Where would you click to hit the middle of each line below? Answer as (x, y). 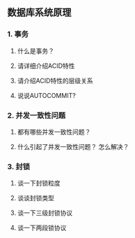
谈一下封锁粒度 (39, 183)
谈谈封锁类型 (35, 198)
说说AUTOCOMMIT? (47, 95)
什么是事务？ (35, 50)
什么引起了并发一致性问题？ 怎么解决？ (73, 146)
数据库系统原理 (39, 13)
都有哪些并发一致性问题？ (54, 132)
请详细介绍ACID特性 (46, 66)
